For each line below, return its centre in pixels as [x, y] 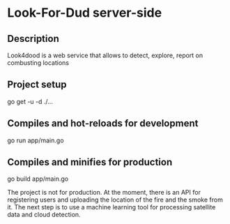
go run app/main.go [36, 140]
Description [33, 39]
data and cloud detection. [44, 215]
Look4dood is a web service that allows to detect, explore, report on [105, 55]
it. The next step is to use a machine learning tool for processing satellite [112, 207]
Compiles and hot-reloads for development [103, 124]
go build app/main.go [38, 179]
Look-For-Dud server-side [85, 13]
